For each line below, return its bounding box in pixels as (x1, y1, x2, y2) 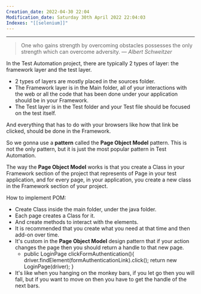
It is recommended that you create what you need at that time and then (14, 225, 190, 232)
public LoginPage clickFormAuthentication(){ (23, 250, 135, 257)
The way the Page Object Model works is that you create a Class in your (6, 163, 185, 171)
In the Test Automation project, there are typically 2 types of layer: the (6, 60, 179, 67)
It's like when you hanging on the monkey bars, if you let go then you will (14, 269, 195, 277)
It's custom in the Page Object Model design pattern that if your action (14, 238, 190, 245)
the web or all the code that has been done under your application (14, 90, 178, 98)
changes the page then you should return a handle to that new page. (14, 244, 184, 251)
